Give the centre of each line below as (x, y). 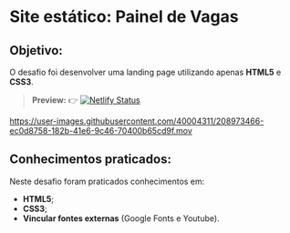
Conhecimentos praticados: (90, 160)
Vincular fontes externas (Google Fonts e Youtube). (121, 218)
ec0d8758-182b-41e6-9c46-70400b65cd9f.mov (101, 131)
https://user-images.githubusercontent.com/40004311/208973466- (137, 121)
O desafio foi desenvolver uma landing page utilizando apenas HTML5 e (145, 72)
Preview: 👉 (55, 100)
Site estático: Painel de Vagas (124, 17)
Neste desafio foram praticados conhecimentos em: (107, 181)
